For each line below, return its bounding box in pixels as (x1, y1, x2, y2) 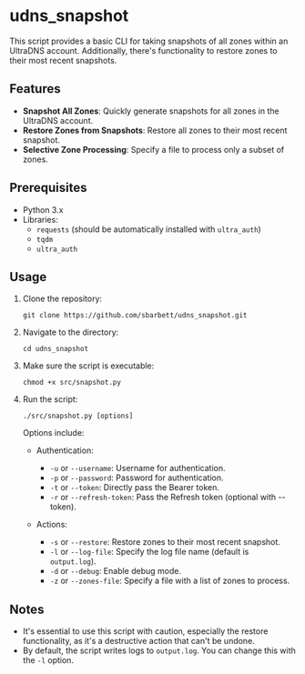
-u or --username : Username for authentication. (49, 463, 226, 474)
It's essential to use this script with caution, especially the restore (22, 626, 269, 637)
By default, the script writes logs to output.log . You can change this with (22, 645, 296, 656)
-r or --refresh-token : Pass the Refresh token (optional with (49, 492, 277, 503)
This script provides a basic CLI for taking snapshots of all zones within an (9, 35, 289, 46)
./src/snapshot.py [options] (22, 411, 134, 421)
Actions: (36, 519, 68, 530)
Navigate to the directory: (22, 327, 119, 337)
